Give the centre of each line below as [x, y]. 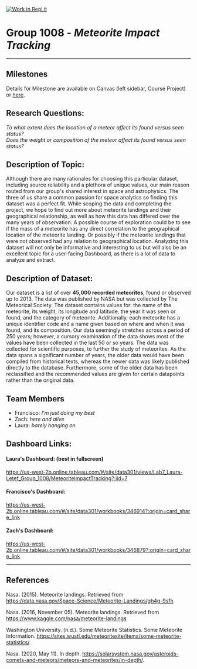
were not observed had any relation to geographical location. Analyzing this [97, 241]
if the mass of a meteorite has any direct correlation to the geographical [93, 229]
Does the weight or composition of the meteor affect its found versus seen [96, 140]
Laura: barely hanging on [45, 425]
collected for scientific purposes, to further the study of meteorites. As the [96, 349]
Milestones [27, 74]
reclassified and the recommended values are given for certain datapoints [95, 374]
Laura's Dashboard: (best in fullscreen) [55, 458]
